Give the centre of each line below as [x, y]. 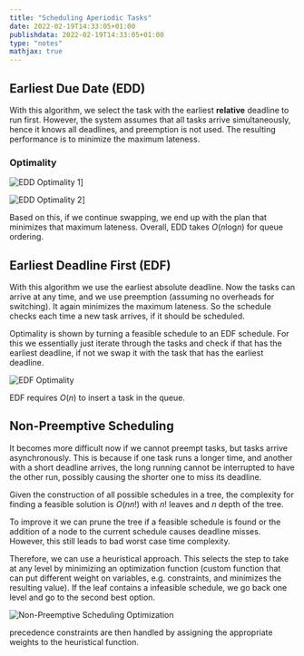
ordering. [26, 237]
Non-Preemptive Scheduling [92, 426]
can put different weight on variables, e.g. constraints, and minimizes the [146, 578]
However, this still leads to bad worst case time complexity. [120, 541]
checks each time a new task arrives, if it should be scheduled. [127, 316]
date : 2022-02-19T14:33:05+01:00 [73, 26]
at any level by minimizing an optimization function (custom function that [145, 568]
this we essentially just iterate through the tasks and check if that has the [146, 343]
